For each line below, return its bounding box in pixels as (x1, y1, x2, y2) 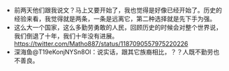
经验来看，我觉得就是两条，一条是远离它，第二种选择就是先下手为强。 (13, 14, 216, 23)
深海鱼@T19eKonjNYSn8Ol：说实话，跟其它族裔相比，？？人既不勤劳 (13, 48, 214, 56)
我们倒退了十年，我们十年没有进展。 (13, 32, 119, 40)
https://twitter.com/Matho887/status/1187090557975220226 (13, 40, 189, 48)
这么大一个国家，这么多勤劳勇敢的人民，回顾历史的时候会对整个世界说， (13, 23, 222, 31)
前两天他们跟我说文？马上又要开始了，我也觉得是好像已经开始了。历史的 (13, 6, 222, 14)
